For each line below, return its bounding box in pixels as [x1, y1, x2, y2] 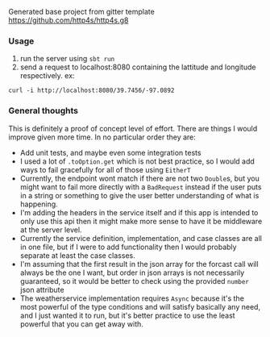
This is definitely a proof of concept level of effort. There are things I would [8, 123, 258, 133]
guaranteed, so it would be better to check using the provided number [19, 276, 250, 285]
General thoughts [8, 105, 79, 116]
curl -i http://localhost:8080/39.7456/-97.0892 [8, 86, 175, 95]
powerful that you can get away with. [19, 318, 143, 329]
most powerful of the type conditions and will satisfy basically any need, [19, 302, 260, 311]
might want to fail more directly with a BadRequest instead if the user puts [19, 181, 262, 192]
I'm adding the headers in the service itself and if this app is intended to [19, 207, 259, 217]
